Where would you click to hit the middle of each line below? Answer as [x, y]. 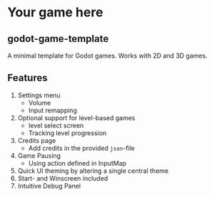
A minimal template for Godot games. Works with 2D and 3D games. [108, 55]
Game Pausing [39, 155]
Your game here [55, 12]
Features [27, 78]
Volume [40, 102]
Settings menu [39, 95]
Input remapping [52, 110]
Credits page [37, 140]
